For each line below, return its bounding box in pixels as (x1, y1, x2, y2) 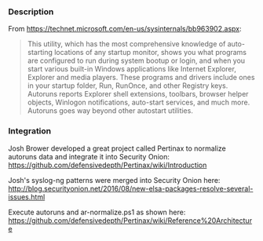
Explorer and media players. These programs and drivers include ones (27, 73, 255, 82)
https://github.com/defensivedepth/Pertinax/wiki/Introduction (8, 160, 207, 170)
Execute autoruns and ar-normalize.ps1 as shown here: (8, 207, 186, 217)
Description (8, 6, 54, 17)
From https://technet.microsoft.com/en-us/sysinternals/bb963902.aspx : (8, 24, 242, 34)
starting (27, 48, 53, 57)
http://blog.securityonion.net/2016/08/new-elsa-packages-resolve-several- (8, 184, 254, 193)
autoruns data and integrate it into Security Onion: (8, 152, 170, 161)
